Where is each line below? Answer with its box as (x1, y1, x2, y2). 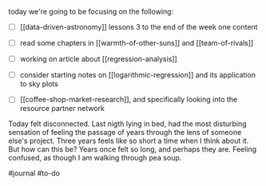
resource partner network (19, 104, 105, 113)
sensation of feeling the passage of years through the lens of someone (8, 128, 242, 137)
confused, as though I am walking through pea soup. (8, 153, 182, 163)
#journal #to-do (8, 168, 60, 178)
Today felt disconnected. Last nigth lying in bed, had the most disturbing (8, 119, 247, 129)
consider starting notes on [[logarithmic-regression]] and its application (19, 70, 256, 80)
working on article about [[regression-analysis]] (19, 54, 177, 64)
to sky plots (19, 79, 58, 89)
